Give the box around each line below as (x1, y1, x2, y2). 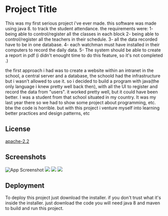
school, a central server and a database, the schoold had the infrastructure (5, 73, 161, 79)
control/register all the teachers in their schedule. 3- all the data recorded (5, 36, 157, 42)
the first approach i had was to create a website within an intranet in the (5, 67, 154, 74)
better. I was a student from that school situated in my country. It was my (5, 94, 156, 100)
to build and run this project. (5, 205, 64, 211)
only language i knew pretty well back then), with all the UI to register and (5, 83, 158, 89)
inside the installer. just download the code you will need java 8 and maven (5, 200, 160, 206)
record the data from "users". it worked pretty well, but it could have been (5, 89, 158, 95)
